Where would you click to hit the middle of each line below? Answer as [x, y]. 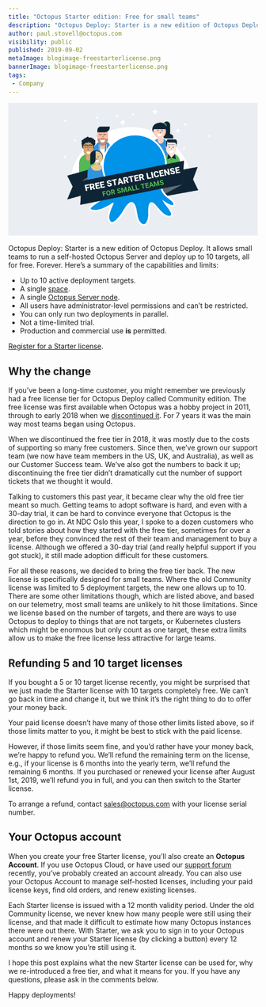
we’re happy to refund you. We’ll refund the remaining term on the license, [129, 755]
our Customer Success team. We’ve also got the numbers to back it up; [125, 465]
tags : [17, 75]
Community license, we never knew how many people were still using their [130, 914]
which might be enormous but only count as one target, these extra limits [127, 630]
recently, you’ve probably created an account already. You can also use [125, 873]
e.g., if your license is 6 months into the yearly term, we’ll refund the [120, 763]
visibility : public [40, 42]
